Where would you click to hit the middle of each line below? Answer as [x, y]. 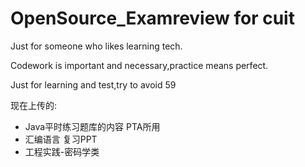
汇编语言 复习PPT [61, 139]
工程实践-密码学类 [62, 151]
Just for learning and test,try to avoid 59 [93, 84]
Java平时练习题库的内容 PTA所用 [92, 126]
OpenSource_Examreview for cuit [152, 18]
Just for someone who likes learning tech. [96, 46]
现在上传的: [34, 105]
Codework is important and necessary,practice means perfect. [139, 65]
